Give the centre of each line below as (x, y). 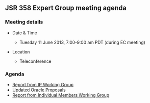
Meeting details (24, 22)
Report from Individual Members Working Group (61, 95)
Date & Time (25, 33)
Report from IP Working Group (43, 84)
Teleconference (35, 61)
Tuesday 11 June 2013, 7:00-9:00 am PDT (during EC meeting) (82, 42)
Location (21, 51)
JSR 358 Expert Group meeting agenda (66, 8)
